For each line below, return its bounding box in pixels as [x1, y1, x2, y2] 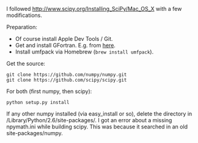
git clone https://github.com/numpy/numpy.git [6, 72, 127, 78]
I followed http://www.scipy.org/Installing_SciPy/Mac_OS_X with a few [6, 5, 182, 12]
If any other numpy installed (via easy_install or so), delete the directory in [6, 110, 193, 117]
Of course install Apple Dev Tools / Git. [15, 35, 113, 42]
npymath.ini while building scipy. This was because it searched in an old [6, 123, 188, 130]
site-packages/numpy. [6, 130, 63, 136]
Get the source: [6, 60, 46, 67]
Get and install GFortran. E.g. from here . [15, 42, 116, 49]
